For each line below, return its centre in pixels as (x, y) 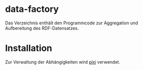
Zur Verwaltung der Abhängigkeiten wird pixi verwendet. (63, 62)
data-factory (32, 9)
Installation (29, 48)
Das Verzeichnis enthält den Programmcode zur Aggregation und (72, 23)
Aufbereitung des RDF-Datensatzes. (42, 28)
